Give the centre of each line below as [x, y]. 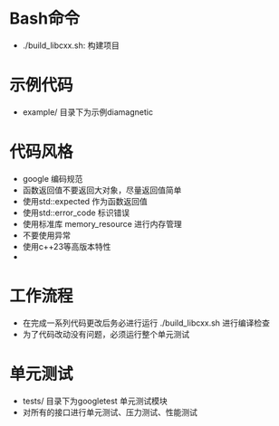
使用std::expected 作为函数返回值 [85, 201]
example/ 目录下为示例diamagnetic [88, 112]
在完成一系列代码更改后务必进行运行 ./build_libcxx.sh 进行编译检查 [146, 323]
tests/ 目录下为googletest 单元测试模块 [95, 401]
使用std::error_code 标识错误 [76, 213]
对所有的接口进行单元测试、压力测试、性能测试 [110, 412]
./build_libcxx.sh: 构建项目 [71, 45]
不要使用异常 [46, 235]
